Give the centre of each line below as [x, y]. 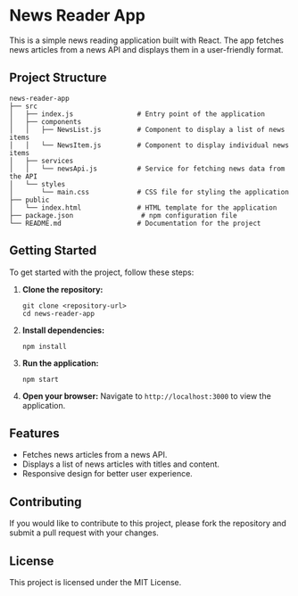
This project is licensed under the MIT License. [95, 582]
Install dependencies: [63, 330]
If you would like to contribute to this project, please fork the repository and [148, 524]
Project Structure [58, 78]
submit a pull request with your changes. [84, 533]
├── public [29, 200]
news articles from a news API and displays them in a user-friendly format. [146, 49]
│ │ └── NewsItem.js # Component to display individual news [149, 145]
